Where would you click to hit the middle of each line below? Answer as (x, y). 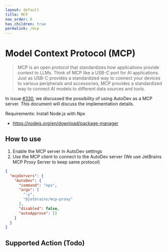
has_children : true (26, 24)
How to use (23, 139)
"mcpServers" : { (27, 176)
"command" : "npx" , (38, 185)
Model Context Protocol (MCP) (70, 54)
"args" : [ (29, 190)
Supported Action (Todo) (45, 243)
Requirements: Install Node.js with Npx (45, 114)
